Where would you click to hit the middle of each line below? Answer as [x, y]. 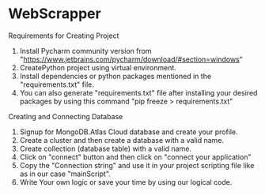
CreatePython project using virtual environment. [98, 67]
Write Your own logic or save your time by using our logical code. [126, 182]
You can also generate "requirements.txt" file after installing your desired [138, 92]
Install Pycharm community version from [85, 51]
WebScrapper [55, 14]
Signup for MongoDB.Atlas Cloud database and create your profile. [129, 132]
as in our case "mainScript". [65, 174]
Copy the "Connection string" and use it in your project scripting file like [137, 165]
